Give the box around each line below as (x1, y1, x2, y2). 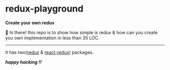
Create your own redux (5, 20, 55, 26)
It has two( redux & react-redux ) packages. (5, 49, 94, 55)
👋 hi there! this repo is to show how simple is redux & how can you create (5, 29, 158, 35)
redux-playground (5, 3, 83, 15)
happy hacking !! (5, 59, 42, 65)
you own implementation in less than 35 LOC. (5, 35, 100, 41)
